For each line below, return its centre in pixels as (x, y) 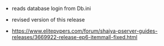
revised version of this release (48, 20)
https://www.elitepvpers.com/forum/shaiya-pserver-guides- (84, 31)
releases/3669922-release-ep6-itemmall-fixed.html (74, 37)
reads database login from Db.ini (51, 8)
